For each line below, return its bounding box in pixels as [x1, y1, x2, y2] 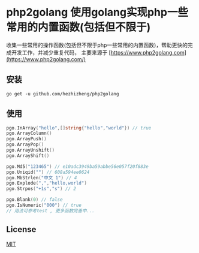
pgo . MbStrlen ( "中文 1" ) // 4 [6, 174, 77, 180]
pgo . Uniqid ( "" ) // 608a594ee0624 [6, 169, 90, 175]
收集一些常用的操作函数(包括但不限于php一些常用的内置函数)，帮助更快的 [6, 41, 188, 49]
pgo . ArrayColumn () [6, 130, 52, 137]
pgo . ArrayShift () [6, 152, 50, 159]
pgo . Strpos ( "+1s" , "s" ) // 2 [6, 186, 77, 192]
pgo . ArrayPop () [6, 141, 44, 147]
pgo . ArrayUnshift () [6, 147, 55, 153]
